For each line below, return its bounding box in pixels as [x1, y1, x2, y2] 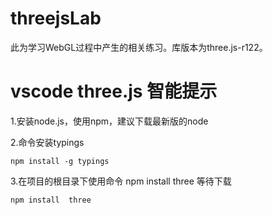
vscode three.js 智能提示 [10, 80, 218, 103]
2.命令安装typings [10, 136, 85, 148]
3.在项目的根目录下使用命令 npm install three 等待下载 [10, 175, 232, 187]
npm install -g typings [10, 156, 110, 166]
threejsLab [10, 7, 102, 30]
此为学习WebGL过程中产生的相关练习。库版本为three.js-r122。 [10, 41, 268, 53]
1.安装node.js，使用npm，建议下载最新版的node [10, 115, 209, 127]
